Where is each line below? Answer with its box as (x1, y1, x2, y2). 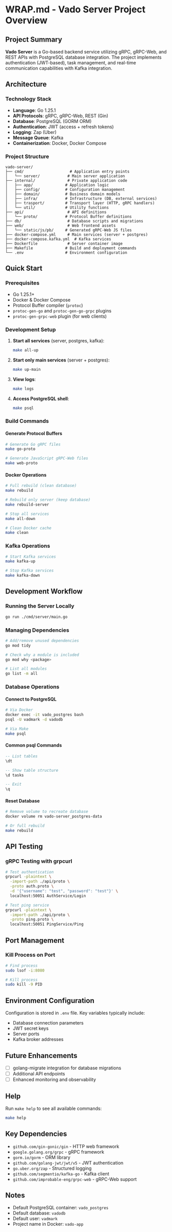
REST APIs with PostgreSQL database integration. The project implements (5, 54, 162, 60)
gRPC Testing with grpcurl (5, 858, 73, 865)
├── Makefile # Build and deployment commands (5, 246, 137, 251)
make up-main (12, 367, 41, 372)
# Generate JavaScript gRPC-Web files (5, 456, 88, 461)
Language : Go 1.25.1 (12, 107, 56, 113)
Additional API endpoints (12, 1071, 65, 1077)
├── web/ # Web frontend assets (5, 223, 116, 228)
